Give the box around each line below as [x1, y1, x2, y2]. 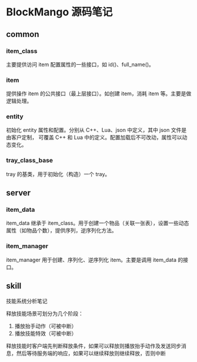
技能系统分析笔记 [6, 297, 48, 304]
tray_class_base [6, 157, 54, 165]
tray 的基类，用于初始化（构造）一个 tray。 [6, 170, 111, 177]
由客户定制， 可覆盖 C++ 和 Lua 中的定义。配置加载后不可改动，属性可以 [6, 134, 182, 141]
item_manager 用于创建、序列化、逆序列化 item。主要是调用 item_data [6, 256, 177, 263]
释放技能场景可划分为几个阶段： [6, 310, 84, 317]
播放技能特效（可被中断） [14, 330, 77, 337]
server [6, 188, 31, 198]
